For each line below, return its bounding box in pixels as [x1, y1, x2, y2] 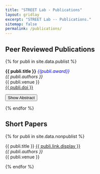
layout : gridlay [5, 12, 39, 17]
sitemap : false [5, 21, 37, 27]
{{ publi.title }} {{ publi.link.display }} [5, 143, 81, 149]
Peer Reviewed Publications [5, 45, 95, 54]
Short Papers [5, 120, 47, 128]
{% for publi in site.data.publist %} [5, 58, 77, 64]
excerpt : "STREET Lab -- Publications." [5, 17, 92, 22]
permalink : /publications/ [5, 26, 62, 31]
